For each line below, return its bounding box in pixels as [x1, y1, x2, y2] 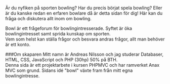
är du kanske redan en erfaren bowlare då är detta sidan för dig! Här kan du [5, 10, 163, 16]
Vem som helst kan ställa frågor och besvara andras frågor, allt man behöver [5, 36, 165, 42]
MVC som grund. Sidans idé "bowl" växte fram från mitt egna [5, 67, 133, 73]
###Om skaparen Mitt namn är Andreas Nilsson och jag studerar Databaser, [5, 51, 163, 57]
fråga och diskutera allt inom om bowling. [5, 16, 92, 21]
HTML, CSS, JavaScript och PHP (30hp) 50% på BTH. [5, 57, 118, 63]
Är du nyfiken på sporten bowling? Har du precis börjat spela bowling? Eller [5, 5, 163, 11]
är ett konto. [5, 41, 31, 48]
